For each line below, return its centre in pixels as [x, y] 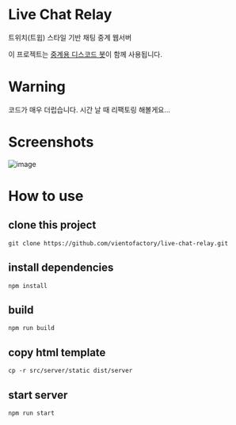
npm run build [32, 328]
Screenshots [51, 142]
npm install [28, 286]
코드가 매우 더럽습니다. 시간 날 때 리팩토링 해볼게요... [89, 109]
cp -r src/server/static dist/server [70, 371]
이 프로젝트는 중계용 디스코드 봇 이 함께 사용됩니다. [86, 54]
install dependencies [61, 268]
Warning [37, 87]
